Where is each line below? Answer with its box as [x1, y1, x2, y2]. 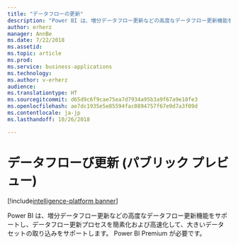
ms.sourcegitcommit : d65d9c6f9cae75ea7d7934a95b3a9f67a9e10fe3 [7, 96, 198, 104]
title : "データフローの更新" [7, 10, 84, 18]
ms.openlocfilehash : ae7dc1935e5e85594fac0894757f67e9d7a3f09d [7, 103, 198, 110]
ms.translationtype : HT [7, 89, 78, 96]
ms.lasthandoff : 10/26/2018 [7, 116, 91, 123]
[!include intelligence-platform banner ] [7, 196, 118, 205]
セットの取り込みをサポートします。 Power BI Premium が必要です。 [7, 228, 206, 238]
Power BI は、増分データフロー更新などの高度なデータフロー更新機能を [7, 211, 215, 220]
